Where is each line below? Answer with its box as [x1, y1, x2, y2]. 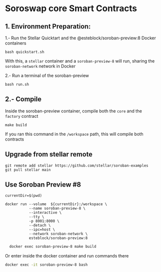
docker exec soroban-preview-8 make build [9, 244, 97, 249]
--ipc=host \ [29, 227, 55, 232]
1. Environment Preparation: [5, 22, 91, 31]
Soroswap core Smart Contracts [5, 3, 137, 14]
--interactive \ [29, 210, 62, 215]
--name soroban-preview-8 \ [29, 206, 86, 211]
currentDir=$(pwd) [5, 193, 42, 198]
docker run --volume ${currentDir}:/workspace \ [5, 202, 108, 207]
